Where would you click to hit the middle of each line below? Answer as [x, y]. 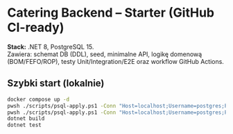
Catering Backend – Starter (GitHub [111, 13]
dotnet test [24, 125]
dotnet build [26, 119]
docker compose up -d [38, 99]
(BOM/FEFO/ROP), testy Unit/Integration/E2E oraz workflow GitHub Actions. [115, 61]
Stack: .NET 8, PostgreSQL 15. [51, 47]
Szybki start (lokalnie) [56, 84]
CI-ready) [36, 27]
